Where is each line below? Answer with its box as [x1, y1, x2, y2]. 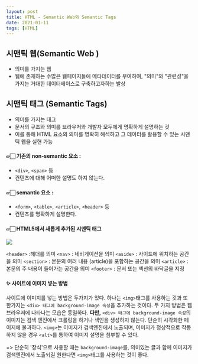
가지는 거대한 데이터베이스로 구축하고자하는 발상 [14, 80, 126, 87]
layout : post [6, 8, 38, 15]
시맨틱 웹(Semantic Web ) [6, 48, 99, 58]
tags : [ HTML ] [6, 25, 38, 31]
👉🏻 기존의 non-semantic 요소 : [6, 152, 82, 160]
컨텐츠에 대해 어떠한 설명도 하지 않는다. [14, 174, 105, 181]
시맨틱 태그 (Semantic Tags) [6, 99, 108, 109]
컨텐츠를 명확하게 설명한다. [14, 210, 77, 217]
